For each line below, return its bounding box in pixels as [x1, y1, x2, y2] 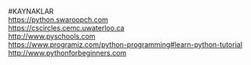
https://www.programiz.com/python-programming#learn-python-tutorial [8, 40, 243, 49]
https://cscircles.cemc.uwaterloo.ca [8, 23, 125, 32]
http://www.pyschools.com [8, 31, 96, 41]
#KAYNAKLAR [8, 7, 54, 16]
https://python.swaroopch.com [8, 15, 108, 24]
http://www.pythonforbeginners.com [8, 49, 127, 57]
